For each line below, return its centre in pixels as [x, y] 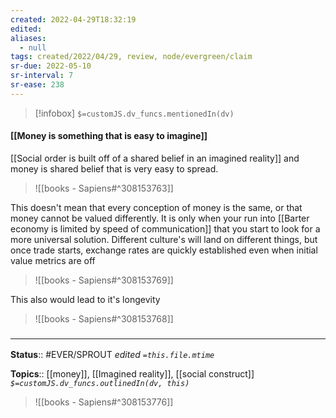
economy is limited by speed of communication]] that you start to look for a [165, 228]
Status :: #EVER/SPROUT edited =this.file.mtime [112, 355]
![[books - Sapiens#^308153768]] [104, 318]
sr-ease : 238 [37, 85]
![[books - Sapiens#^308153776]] [104, 402]
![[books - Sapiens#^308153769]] [104, 280]
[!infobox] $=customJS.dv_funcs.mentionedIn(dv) [134, 113]
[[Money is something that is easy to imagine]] [109, 136]
